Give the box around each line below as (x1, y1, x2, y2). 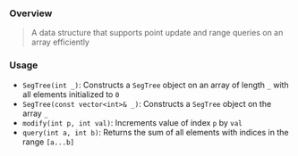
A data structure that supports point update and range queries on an (30, 28, 284, 38)
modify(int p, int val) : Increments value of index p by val (21, 117, 243, 127)
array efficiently (30, 37, 89, 47)
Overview (9, 7, 53, 20)
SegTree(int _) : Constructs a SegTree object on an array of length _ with (21, 79, 289, 90)
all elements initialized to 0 (21, 88, 120, 100)
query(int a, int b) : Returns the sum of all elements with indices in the (21, 127, 289, 137)
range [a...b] (21, 136, 75, 147)
